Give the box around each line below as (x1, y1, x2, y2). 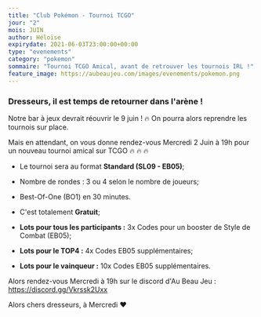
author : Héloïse (8, 33, 61, 42)
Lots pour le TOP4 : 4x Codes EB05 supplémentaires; (19, 246, 194, 255)
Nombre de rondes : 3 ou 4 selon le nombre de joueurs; (19, 177, 200, 186)
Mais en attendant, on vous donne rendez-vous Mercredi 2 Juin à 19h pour (8, 137, 249, 147)
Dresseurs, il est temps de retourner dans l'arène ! (8, 96, 204, 107)
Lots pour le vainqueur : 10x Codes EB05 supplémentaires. (19, 261, 212, 271)
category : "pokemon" (8, 56, 76, 64)
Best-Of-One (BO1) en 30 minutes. (19, 191, 131, 201)
